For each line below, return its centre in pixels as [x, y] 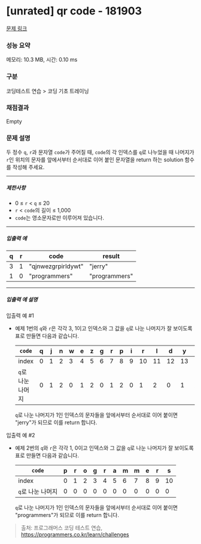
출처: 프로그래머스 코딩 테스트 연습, [62, 528]
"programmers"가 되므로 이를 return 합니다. [67, 515]
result [111, 256]
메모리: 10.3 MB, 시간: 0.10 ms [42, 60]
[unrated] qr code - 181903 [74, 11]
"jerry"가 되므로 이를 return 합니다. [56, 423]
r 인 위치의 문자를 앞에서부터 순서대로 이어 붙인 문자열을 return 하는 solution [95, 160]
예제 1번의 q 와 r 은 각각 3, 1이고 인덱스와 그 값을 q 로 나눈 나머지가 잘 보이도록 [103, 329]
